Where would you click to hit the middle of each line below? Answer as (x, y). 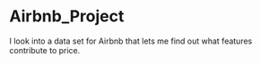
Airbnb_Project (67, 16)
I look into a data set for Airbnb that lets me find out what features (131, 41)
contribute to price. (45, 50)
